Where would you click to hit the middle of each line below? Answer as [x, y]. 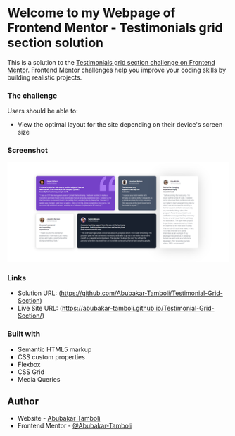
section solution [56, 43]
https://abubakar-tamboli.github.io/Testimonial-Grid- [138, 309]
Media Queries [39, 379]
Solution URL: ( [39, 293]
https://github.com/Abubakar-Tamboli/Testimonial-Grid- [142, 293]
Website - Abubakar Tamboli [59, 418]
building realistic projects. [45, 77]
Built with [24, 334]
